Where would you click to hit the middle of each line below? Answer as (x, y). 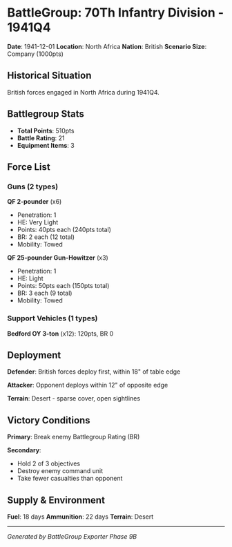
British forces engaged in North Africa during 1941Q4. (84, 92)
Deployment (34, 355)
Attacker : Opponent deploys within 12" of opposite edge (88, 385)
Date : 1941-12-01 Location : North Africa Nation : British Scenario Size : (107, 46)
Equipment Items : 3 (46, 145)
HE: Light (30, 278)
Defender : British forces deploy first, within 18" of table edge (94, 372)
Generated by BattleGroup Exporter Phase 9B (72, 536)
